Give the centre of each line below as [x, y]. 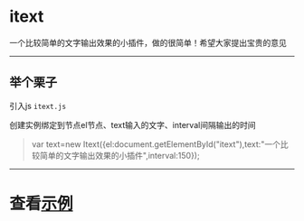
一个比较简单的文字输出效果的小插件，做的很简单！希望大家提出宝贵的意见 [148, 42]
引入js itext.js [38, 106]
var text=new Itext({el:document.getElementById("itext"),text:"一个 [156, 144]
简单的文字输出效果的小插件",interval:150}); [120, 155]
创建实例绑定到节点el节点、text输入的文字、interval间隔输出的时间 [133, 124]
